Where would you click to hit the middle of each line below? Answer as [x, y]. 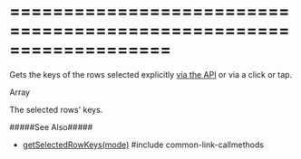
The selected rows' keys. [56, 109]
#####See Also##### [51, 126]
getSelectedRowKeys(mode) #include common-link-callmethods [143, 145]
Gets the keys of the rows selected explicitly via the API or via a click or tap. [151, 74]
